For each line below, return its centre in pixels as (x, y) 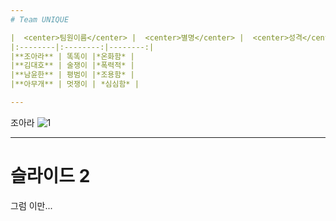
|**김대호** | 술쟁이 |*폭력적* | (72, 66)
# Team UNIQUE (40, 19)
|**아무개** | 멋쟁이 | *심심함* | (75, 84)
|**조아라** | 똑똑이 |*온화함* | (72, 56)
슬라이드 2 (50, 176)
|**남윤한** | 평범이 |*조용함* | (72, 75)
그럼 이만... (31, 205)
